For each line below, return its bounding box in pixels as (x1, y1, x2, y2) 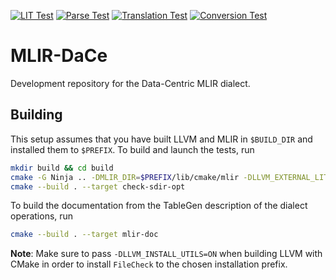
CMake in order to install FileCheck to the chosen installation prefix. (10, 258, 288, 270)
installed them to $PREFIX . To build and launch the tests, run (10, 143, 255, 155)
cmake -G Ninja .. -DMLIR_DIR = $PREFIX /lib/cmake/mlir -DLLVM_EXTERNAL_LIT (10, 172, 329, 182)
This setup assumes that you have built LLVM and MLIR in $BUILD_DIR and (10, 133, 313, 145)
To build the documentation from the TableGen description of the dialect (10, 200, 308, 212)
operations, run (10, 210, 74, 222)
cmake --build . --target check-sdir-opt (10, 181, 186, 192)
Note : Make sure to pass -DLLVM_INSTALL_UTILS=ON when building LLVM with (10, 248, 323, 260)
